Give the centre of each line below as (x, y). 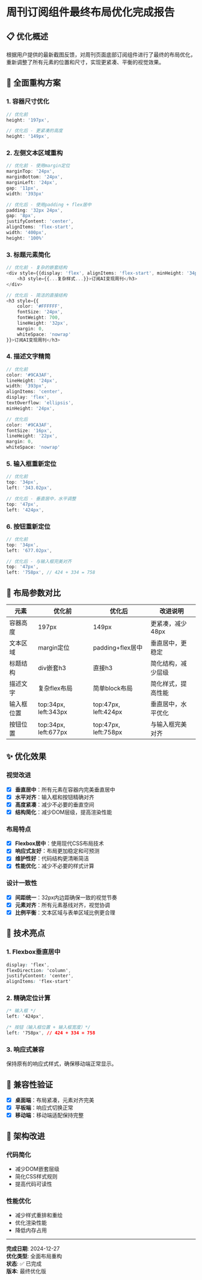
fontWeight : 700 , (39, 318)
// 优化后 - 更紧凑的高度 (35, 131)
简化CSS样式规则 (36, 1176)
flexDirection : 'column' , (38, 970)
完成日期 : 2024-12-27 (33, 1249)
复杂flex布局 (55, 688)
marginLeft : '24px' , (32, 183)
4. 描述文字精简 (29, 357)
